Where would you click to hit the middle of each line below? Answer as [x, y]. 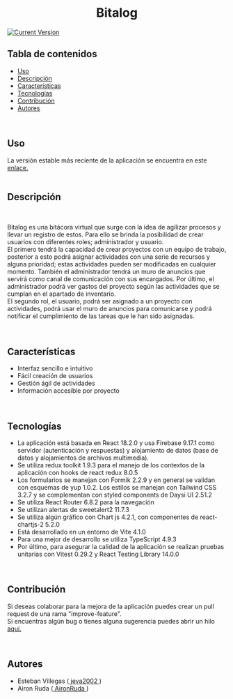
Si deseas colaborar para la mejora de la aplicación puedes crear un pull [111, 606]
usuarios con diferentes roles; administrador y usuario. [86, 242]
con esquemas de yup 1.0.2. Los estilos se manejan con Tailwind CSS [117, 487]
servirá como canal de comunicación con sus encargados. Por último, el [111, 279]
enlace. [18, 167]
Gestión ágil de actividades [56, 383]
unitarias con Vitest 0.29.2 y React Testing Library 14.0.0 [98, 554]
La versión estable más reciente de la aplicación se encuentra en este [107, 160]
